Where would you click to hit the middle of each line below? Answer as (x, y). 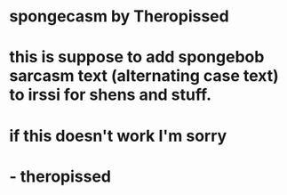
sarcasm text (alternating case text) (144, 76)
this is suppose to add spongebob (137, 57)
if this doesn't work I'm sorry (118, 136)
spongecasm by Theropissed (119, 16)
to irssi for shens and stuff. (110, 95)
